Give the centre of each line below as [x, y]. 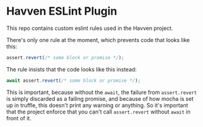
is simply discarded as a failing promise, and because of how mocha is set [100, 98]
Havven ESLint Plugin [62, 11]
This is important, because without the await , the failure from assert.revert [102, 92]
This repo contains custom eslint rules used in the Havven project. [90, 28]
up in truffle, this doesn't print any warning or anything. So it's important [97, 105]
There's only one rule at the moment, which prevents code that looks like [98, 40]
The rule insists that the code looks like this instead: [72, 69]
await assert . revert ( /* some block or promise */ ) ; [73, 81]
